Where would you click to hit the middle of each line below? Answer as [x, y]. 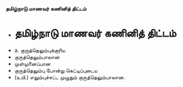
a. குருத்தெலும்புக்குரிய [40, 50]
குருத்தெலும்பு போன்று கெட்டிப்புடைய [56, 70]
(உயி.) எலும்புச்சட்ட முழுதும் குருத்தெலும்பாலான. [70, 77]
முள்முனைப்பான [32, 64]
